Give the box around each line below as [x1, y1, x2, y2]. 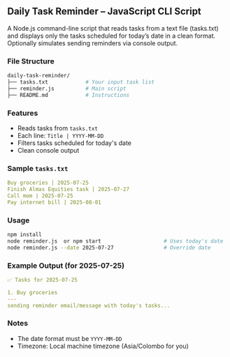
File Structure [7, 56, 55, 66]
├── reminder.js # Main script [7, 85, 127, 92]
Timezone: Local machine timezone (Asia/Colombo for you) [17, 342, 189, 350]
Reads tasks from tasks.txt [17, 123, 98, 132]
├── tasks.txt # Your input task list [7, 78, 155, 86]
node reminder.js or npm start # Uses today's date [7, 237, 224, 245]
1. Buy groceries [7, 289, 58, 296]
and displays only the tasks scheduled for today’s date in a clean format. [7, 31, 216, 40]
